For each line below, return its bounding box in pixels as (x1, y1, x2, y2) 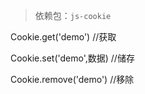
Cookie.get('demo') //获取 (10, 31, 117, 43)
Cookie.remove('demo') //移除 (10, 74, 135, 85)
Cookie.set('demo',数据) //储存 (10, 52, 135, 64)
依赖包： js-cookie (34, 10, 112, 21)
